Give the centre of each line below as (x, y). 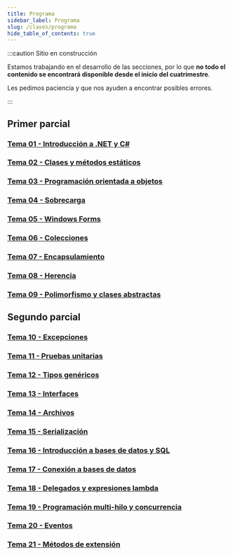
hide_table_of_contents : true (52, 33)
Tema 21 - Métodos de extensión (64, 544)
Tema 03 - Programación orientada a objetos (85, 181)
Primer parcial (39, 124)
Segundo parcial (44, 317)
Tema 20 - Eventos (40, 525)
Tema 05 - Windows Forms (54, 219)
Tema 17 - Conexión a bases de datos (72, 469)
